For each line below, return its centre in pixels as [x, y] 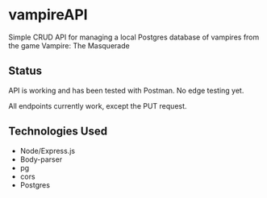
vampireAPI [48, 15]
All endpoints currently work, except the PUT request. [98, 105]
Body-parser [41, 159]
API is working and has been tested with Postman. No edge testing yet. [126, 90]
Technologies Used [58, 132]
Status [25, 71]
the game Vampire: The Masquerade [69, 45]
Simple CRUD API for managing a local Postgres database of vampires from [134, 37]
